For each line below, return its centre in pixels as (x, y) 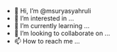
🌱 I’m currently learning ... (52, 26)
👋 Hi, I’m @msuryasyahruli (52, 11)
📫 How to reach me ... (47, 41)
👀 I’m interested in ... (44, 18)
